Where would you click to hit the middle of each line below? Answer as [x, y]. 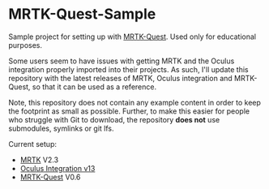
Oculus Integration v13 [58, 168]
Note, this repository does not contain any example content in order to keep [135, 102]
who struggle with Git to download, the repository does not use [114, 119]
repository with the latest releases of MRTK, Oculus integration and [120, 78]
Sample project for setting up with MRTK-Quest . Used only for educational [132, 37]
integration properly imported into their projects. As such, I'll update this [128, 69]
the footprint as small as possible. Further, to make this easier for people [129, 111]
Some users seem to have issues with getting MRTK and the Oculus [122, 61]
